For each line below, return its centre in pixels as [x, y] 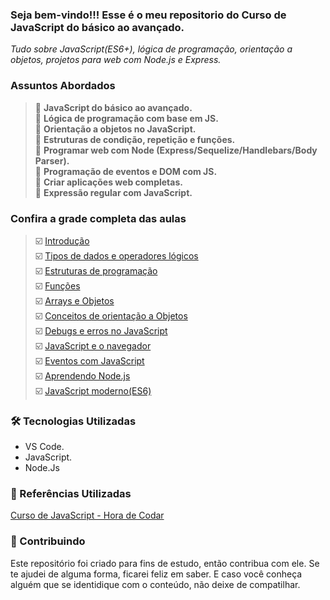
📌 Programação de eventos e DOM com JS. [126, 171]
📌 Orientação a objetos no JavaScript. [115, 129]
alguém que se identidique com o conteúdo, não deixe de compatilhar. [155, 584]
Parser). [52, 160]
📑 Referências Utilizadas [71, 494]
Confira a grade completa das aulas [98, 218]
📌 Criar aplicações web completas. [108, 182]
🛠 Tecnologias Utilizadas [73, 421]
